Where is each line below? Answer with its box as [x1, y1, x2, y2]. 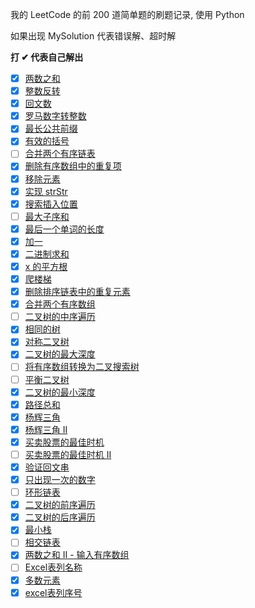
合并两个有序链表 [24, 148, 96, 160]
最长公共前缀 [24, 123, 78, 135]
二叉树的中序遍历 [24, 311, 96, 323]
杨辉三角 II [24, 423, 68, 435]
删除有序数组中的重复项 [24, 160, 122, 172]
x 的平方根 [24, 260, 68, 272]
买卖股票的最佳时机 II [24, 448, 112, 460]
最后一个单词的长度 [24, 223, 105, 235]
